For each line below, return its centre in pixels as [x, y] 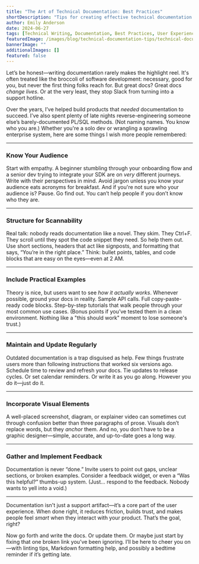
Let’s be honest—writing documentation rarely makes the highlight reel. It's [98, 72]
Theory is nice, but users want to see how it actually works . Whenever [92, 292]
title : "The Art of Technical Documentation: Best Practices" [84, 12]
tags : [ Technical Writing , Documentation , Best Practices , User [87, 34]
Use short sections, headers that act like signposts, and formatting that [93, 246]
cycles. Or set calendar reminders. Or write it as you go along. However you [99, 376]
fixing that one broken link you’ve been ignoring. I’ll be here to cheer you [95, 542]
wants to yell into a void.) [36, 488]
